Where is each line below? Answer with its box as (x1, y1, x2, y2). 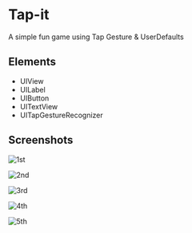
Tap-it (8, 6, 50, 24)
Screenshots (8, 133, 74, 147)
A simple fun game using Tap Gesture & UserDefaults (8, 32, 184, 41)
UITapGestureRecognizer (19, 110, 104, 120)
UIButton (19, 93, 50, 103)
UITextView (19, 101, 58, 111)
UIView (19, 76, 44, 85)
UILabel (19, 85, 46, 94)
